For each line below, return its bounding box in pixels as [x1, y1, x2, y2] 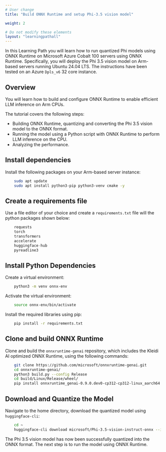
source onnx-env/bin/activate [14, 302, 77, 308]
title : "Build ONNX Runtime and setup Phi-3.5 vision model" [5, 12, 134, 17]
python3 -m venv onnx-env [14, 284, 68, 289]
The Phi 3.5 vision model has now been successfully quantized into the [5, 436, 150, 442]
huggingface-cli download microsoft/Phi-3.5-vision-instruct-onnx [14, 427, 154, 432]
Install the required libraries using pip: [5, 312, 82, 318]
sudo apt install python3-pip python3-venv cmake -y [14, 183, 125, 188]
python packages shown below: [5, 215, 70, 221]
